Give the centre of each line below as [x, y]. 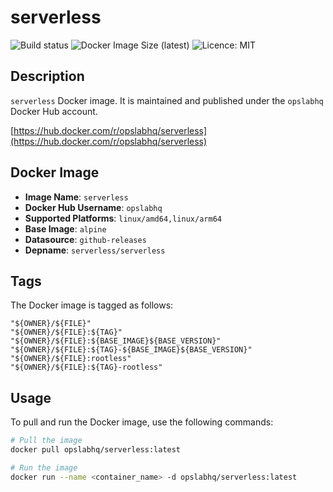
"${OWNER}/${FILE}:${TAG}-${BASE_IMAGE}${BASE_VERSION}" [131, 350]
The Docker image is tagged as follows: [92, 305]
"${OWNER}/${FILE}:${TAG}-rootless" [86, 367]
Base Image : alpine [65, 228]
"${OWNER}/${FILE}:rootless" [71, 359]
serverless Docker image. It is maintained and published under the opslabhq [167, 100]
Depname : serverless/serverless [95, 250]
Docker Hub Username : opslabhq [93, 207]
